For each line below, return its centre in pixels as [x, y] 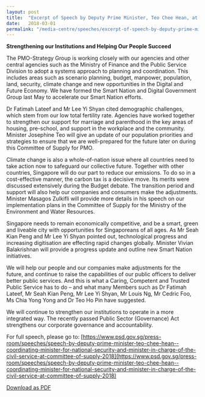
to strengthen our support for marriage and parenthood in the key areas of [100, 122]
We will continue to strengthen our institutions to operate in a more [90, 312]
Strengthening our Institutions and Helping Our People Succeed [89, 46]
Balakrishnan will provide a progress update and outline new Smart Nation [99, 249]
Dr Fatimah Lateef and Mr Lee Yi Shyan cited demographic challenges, [95, 109]
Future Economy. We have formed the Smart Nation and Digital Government [101, 91]
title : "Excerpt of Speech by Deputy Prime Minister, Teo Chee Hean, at [102, 18]
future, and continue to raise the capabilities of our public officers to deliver [101, 274]
